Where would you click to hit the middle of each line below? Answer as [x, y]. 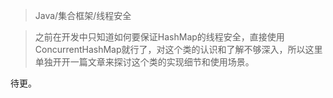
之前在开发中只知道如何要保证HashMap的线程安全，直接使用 [159, 37]
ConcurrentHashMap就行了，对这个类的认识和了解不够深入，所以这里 [178, 49]
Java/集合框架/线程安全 [83, 15]
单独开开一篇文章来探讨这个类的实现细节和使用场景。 [144, 62]
